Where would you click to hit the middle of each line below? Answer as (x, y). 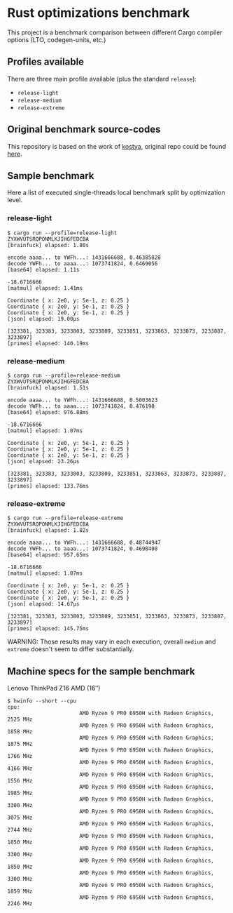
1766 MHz (20, 757)
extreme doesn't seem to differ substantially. (71, 649)
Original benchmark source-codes (84, 129)
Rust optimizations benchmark (99, 13)
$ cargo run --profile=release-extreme (65, 518)
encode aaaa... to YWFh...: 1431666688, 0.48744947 (84, 543)
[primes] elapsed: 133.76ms (48, 486)
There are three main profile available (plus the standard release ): (102, 79)
